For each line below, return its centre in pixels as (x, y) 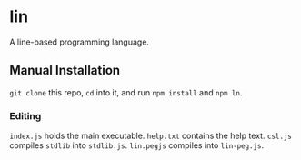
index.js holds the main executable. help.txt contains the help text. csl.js (151, 136)
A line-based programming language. (80, 42)
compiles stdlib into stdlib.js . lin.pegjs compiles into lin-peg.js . (137, 145)
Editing (25, 115)
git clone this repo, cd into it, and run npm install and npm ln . (126, 92)
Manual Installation (65, 70)
